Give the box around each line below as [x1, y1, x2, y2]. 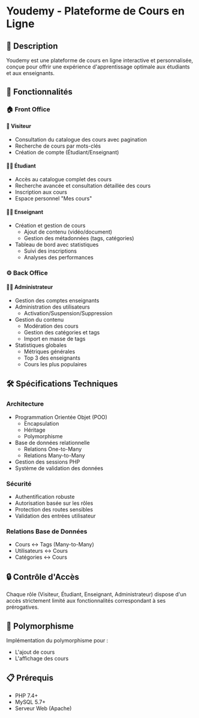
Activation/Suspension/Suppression [23, 310, 113, 317]
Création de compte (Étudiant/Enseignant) [14, 148, 119, 155]
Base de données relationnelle [14, 439, 90, 446]
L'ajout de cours [14, 648, 55, 656]
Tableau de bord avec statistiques [14, 241, 99, 248]
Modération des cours [23, 322, 79, 330]
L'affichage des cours [14, 654, 69, 662]
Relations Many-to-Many [23, 451, 85, 459]
